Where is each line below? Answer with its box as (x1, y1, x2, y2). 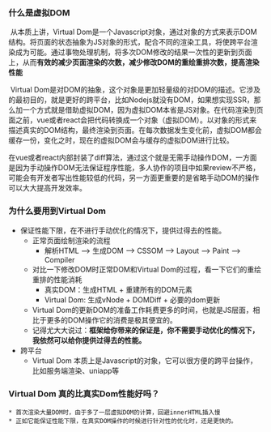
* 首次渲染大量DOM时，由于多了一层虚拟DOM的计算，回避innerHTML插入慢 (8, 408, 221, 417)
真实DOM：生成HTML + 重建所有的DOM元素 (44, 284, 193, 294)
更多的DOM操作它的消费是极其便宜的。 (46, 314, 178, 325)
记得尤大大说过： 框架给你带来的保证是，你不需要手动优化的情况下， (32, 325, 260, 335)
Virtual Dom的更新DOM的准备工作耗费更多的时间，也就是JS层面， (32, 305, 253, 314)
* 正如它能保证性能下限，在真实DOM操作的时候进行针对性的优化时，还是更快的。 (8, 417, 237, 425)
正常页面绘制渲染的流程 (32, 235, 111, 245)
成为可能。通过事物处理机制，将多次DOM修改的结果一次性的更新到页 (15, 47, 245, 58)
